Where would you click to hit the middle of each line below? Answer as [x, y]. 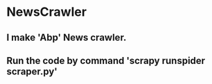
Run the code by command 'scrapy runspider [106, 60]
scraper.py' [32, 71]
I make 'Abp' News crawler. [67, 38]
